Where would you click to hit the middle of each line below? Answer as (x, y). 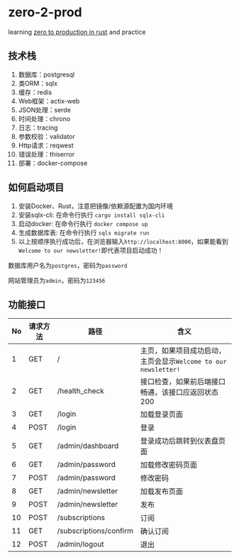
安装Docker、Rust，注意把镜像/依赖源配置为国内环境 (95, 205)
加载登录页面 (162, 414)
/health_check (81, 391)
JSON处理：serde (45, 110)
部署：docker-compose (53, 163)
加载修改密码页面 (169, 465)
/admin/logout (80, 544)
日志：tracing (38, 128)
